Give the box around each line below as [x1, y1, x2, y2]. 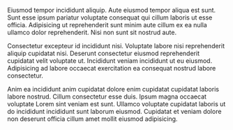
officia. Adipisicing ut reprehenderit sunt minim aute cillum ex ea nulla [7, 21, 207, 29]
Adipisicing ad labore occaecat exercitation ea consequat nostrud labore [7, 64, 216, 72]
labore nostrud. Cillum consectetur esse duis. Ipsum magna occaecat [7, 92, 207, 101]
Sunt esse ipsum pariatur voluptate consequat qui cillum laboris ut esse [7, 13, 213, 22]
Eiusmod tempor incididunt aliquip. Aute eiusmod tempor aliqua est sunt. [7, 6, 216, 14]
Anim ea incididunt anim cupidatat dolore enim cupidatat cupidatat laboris [7, 85, 220, 93]
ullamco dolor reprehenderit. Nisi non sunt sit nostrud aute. [7, 28, 177, 36]
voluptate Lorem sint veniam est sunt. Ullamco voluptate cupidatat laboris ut [7, 100, 226, 108]
